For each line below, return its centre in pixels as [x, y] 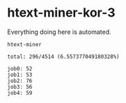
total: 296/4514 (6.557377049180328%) [63, 57]
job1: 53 [20, 75]
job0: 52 [20, 68]
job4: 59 [20, 93]
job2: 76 [20, 81]
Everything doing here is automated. [59, 32]
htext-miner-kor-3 [61, 13]
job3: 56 [20, 87]
